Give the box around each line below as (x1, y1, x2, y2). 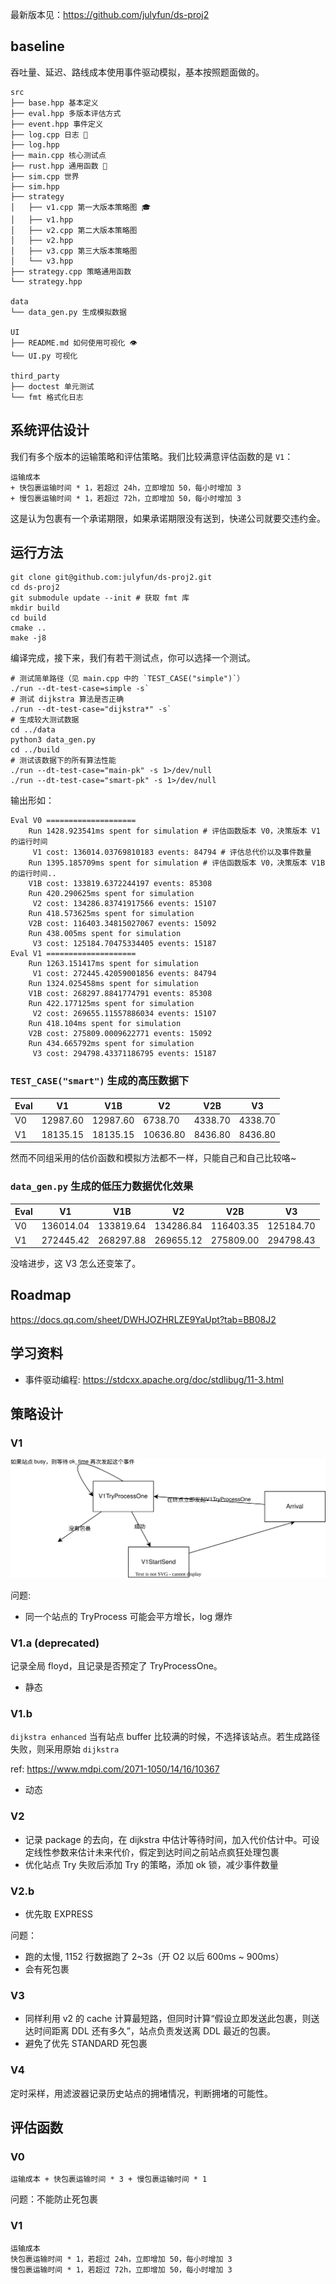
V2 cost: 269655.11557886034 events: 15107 (32, 1009, 217, 1019)
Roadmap (10, 1287, 72, 1304)
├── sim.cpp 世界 (10, 171, 80, 182)
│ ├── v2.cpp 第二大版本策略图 (10, 225, 138, 235)
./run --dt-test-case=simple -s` (10, 684, 150, 694)
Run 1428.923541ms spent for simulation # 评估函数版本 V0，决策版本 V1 (28, 826, 321, 837)
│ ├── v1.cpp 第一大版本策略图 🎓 (10, 202, 151, 212)
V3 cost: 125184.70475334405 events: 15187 (32, 939, 217, 949)
